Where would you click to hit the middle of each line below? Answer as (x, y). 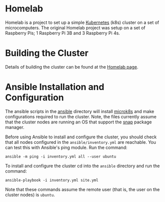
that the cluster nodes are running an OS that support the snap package (79, 122)
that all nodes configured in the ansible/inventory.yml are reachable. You (81, 142)
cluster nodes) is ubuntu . (30, 195)
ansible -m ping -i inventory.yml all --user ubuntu (61, 156)
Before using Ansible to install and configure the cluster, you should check (81, 137)
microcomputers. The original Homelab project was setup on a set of (75, 27)
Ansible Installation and (55, 87)
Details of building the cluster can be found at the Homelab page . (72, 67)
